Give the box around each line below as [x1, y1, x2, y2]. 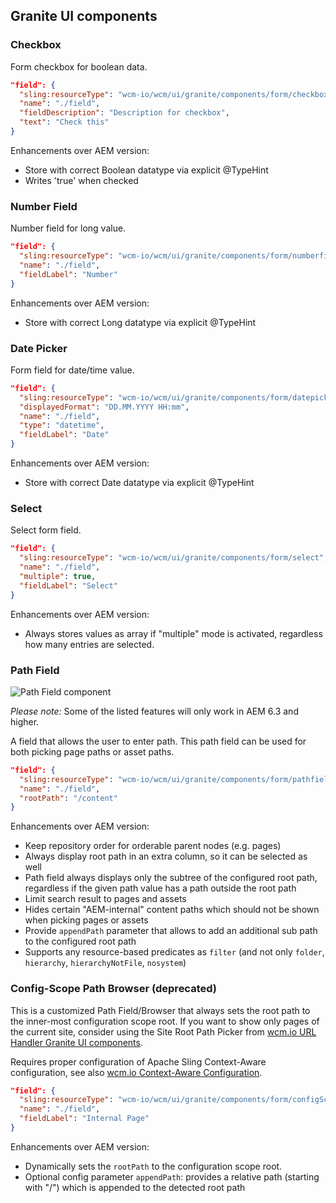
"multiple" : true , [19, 571, 97, 581]
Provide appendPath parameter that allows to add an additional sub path [24, 925, 318, 937]
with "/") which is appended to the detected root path [24, 1181, 246, 1193]
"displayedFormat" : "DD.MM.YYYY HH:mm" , [19, 402, 190, 412]
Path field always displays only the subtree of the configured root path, [24, 872, 318, 884]
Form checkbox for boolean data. [10, 60, 148, 73]
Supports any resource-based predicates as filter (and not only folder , [24, 946, 325, 958]
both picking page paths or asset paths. [10, 745, 175, 758]
